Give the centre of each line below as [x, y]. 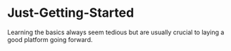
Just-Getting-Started [71, 13]
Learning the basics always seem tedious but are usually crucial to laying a [116, 32]
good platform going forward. [50, 39]
